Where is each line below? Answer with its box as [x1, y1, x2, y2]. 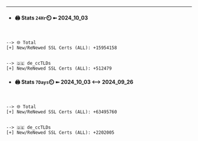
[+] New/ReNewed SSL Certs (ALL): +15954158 [6, 45, 117, 51]
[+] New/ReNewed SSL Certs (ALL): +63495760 [6, 109, 117, 115]
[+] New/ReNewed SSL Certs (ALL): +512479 [6, 65, 112, 71]
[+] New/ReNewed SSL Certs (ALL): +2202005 [6, 130, 115, 136]
